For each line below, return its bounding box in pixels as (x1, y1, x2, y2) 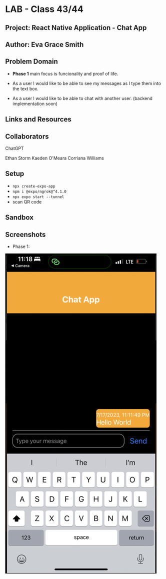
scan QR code (12, 198, 42, 204)
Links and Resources (5, 115, 71, 123)
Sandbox (5, 213, 34, 222)
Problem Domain (5, 57, 58, 66)
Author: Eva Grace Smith (5, 40, 84, 48)
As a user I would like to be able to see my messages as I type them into (12, 80, 161, 86)
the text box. (12, 85, 38, 91)
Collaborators (5, 132, 49, 140)
